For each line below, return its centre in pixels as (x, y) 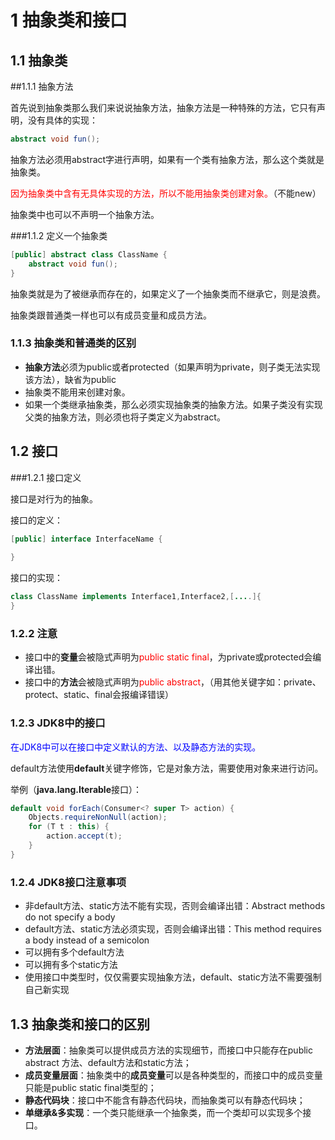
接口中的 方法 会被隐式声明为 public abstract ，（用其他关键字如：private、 (173, 682)
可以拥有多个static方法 (71, 965)
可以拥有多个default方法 (74, 952)
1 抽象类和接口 (69, 20)
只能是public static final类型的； (90, 1087)
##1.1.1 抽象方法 (42, 86)
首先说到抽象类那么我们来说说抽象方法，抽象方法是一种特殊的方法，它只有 (163, 107)
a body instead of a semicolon (87, 940)
